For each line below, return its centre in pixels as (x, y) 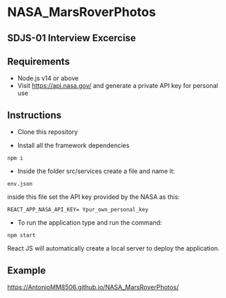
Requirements (38, 61)
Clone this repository (48, 132)
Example (27, 270)
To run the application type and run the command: (90, 223)
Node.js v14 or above (48, 78)
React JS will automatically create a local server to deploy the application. (114, 248)
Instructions (34, 115)
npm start (22, 236)
